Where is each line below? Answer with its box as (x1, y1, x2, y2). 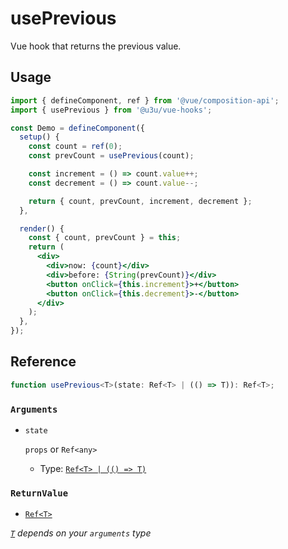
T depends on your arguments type (10, 527, 152, 539)
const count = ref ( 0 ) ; (28, 142, 123, 152)
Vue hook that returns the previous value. (10, 40, 182, 52)
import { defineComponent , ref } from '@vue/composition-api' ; (10, 95, 280, 106)
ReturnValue (10, 487, 69, 499)
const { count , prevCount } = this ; (28, 233, 182, 243)
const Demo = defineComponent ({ (10, 123, 145, 133)
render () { (19, 223, 65, 234)
